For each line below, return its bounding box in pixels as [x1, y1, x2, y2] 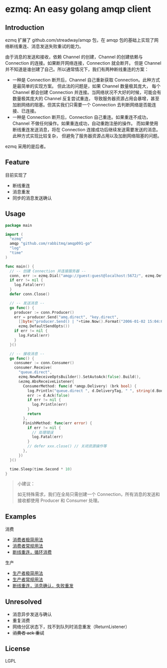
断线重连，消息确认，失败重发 [12, 583, 74, 589]
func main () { [5, 264, 35, 269]
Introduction [5, 23, 45, 32]
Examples [5, 512, 36, 521]
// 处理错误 [31, 430, 54, 435]
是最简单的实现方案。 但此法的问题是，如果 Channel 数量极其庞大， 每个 [12, 83, 161, 89]
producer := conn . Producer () [14, 310, 75, 315]
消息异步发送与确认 [12, 611, 52, 617]
